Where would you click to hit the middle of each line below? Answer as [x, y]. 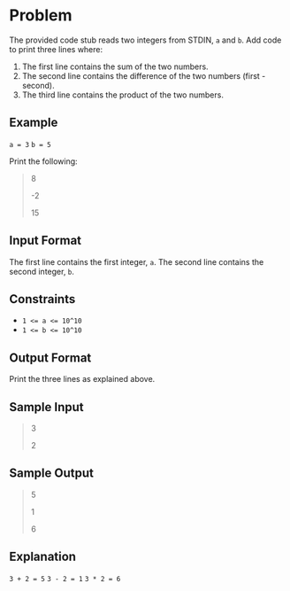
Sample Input [46, 407]
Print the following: [43, 161]
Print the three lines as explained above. [82, 379]
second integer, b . [42, 271]
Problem [41, 16]
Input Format [46, 241]
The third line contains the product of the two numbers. [122, 95]
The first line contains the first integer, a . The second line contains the [137, 261]
